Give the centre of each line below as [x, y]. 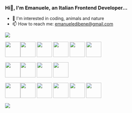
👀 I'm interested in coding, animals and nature [58, 19]
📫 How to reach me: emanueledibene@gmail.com [63, 24]
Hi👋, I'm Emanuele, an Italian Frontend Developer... [66, 8]
